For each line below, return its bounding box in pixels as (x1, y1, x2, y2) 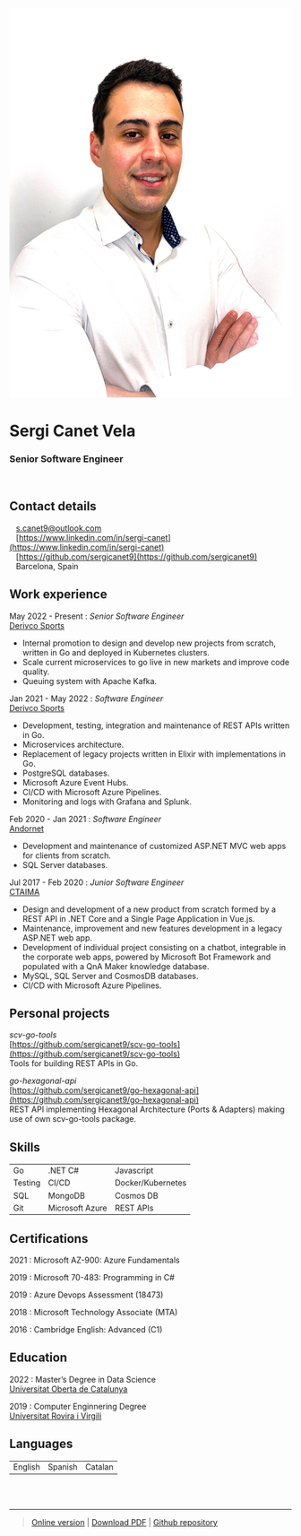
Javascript (115, 1165, 154, 1176)
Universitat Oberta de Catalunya (9, 1384, 128, 1394)
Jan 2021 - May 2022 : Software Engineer (9, 693, 164, 704)
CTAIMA (9, 886, 40, 897)
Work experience (9, 586, 107, 603)
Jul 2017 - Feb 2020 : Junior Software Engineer (9, 877, 185, 888)
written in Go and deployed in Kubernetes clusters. (21, 647, 211, 657)
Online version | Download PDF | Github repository (30, 1516, 218, 1527)
